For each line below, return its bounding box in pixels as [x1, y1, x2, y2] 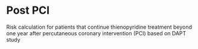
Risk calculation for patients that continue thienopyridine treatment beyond [6, 23, 192, 30]
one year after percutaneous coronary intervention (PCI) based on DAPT [6, 29, 187, 36]
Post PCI [6, 4, 50, 17]
